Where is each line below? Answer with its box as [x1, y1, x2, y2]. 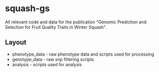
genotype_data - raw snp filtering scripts [12, 56, 94, 62]
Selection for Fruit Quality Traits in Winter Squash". [5, 24, 107, 30]
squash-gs [5, 3, 50, 14]
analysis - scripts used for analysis [12, 61, 82, 67]
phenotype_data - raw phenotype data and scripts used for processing [12, 51, 155, 57]
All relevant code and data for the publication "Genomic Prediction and [5, 19, 147, 25]
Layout [5, 38, 27, 47]
